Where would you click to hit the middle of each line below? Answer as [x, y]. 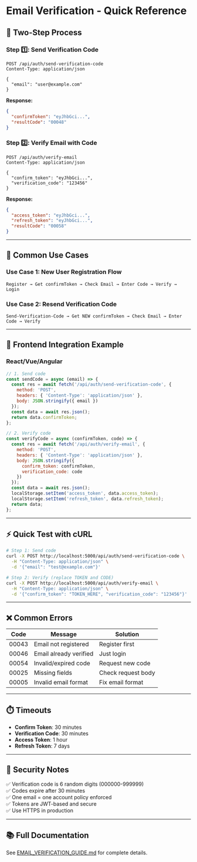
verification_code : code [52, 471]
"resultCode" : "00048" [39, 122]
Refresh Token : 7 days [42, 746]
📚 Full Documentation [47, 835]
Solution [127, 634]
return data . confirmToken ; [44, 417]
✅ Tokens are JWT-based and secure [51, 804]
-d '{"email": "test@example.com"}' [56, 567]
